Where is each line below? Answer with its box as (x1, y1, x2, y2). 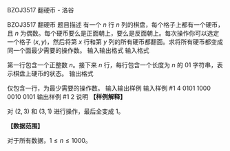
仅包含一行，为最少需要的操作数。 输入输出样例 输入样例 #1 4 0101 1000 (7, 84, 211, 92)
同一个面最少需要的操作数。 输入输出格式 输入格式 (7, 47, 149, 54)
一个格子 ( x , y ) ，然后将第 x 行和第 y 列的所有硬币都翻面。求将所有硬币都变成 (7, 38, 224, 46)
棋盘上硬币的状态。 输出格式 (12, 69, 94, 78)
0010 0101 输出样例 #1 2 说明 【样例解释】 (7, 93, 126, 101)
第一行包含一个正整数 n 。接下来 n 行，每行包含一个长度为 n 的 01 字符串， (7, 61, 217, 69)
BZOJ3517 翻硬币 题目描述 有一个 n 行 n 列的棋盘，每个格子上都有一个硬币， (7, 21, 224, 29)
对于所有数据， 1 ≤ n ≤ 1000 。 (7, 137, 92, 144)
